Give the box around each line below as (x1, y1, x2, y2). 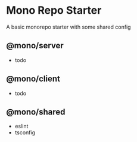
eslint (14, 123, 29, 130)
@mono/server (6, 41, 64, 51)
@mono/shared (6, 107, 66, 117)
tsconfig (14, 129, 36, 136)
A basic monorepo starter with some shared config (6, 23, 131, 30)
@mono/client (6, 74, 61, 84)
